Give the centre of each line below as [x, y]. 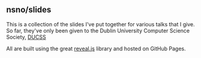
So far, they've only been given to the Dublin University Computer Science [98, 30]
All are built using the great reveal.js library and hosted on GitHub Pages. [96, 48]
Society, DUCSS [26, 37]
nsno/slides [29, 10]
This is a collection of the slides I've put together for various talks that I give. [100, 24]
